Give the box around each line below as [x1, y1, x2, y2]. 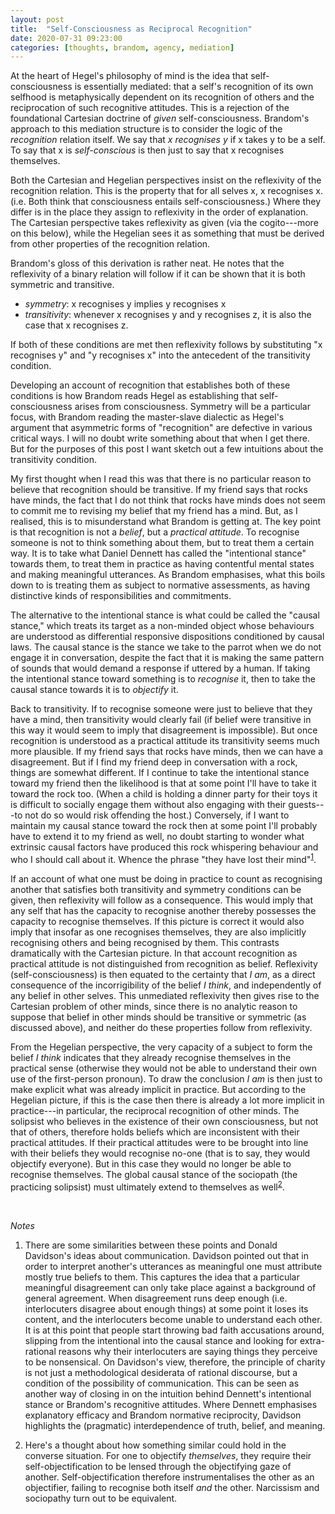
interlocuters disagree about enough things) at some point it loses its [24, 1302, 309, 1315]
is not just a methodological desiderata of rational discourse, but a [24, 1366, 298, 1378]
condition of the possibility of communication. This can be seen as [24, 1377, 300, 1389]
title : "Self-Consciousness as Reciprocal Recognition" [10, 24, 253, 34]
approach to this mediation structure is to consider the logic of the [10, 123, 283, 135]
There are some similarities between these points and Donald [24, 1239, 278, 1251]
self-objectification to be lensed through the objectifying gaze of [24, 1460, 292, 1472]
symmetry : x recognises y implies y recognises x [24, 298, 227, 310]
